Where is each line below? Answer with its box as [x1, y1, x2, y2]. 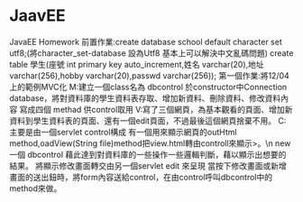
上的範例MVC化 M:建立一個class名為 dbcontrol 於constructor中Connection [9, 81, 288, 92]
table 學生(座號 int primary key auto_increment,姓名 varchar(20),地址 [9, 59, 264, 69]
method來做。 [9, 182, 62, 194]
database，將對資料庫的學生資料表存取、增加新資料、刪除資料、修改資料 [9, 92, 281, 104]
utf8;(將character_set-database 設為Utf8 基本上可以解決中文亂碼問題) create [9, 47, 294, 59]
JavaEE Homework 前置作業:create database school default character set [9, 36, 282, 47]
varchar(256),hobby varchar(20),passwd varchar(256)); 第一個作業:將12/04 [9, 69, 290, 81]
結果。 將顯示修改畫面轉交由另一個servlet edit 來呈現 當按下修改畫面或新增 [9, 160, 287, 171]
